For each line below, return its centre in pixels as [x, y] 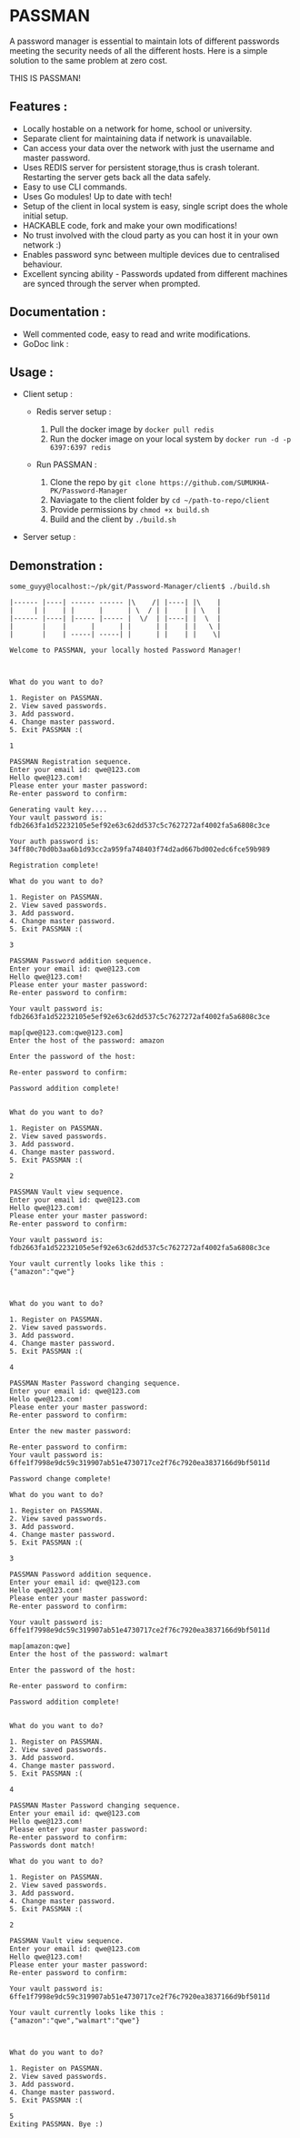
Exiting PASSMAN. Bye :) [56, 2124]
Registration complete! [55, 866]
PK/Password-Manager [89, 491]
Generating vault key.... [58, 810]
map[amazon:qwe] [40, 1646]
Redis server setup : [74, 412]
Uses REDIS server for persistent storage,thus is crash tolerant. [141, 167]
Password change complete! [60, 1479]
